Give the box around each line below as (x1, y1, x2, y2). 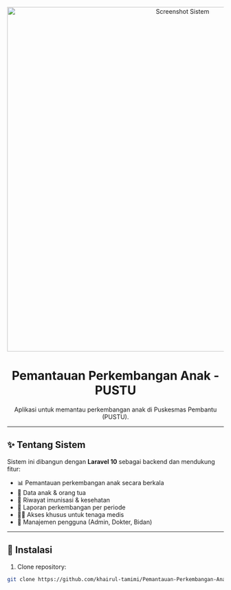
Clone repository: (16, 562, 67, 571)
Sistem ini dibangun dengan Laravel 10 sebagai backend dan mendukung (7, 457, 215, 465)
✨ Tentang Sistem (7, 439, 86, 451)
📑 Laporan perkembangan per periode (16, 503, 126, 511)
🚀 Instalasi (7, 545, 53, 556)
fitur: (7, 465, 21, 473)
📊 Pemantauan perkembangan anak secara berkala (16, 478, 164, 487)
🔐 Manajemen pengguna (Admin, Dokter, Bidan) (16, 518, 153, 526)
